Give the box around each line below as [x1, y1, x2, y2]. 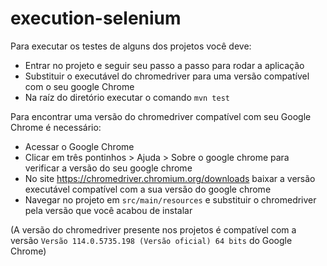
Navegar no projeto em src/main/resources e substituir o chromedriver [24, 193, 317, 206]
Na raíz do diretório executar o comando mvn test [24, 91, 231, 103]
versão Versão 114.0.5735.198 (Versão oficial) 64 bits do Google [10, 234, 293, 246]
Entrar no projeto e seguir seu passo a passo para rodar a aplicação [24, 59, 305, 71]
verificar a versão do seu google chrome [24, 162, 193, 174]
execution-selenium [10, 7, 182, 30]
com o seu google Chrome [24, 80, 135, 92]
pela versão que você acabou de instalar [24, 204, 193, 216]
